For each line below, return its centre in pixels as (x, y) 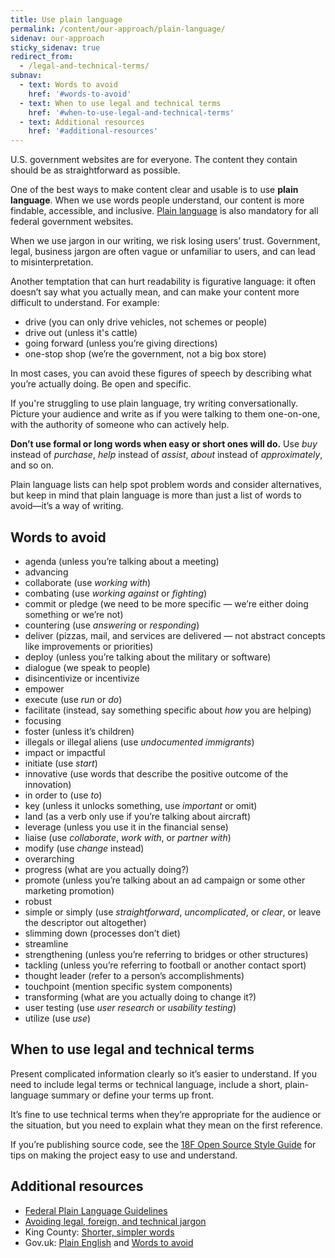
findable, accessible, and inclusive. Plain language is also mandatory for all (164, 211)
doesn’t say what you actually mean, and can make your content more (155, 292)
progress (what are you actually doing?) (107, 869)
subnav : (26, 76)
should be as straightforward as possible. (95, 170)
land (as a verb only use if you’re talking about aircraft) (138, 816)
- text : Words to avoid (68, 85)
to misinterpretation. (52, 262)
